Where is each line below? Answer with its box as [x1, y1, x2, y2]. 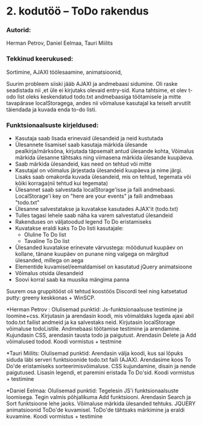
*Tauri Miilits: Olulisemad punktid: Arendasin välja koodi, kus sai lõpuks [6, 349, 183, 357]
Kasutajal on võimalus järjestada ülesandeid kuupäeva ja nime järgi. [14, 167, 183, 174]
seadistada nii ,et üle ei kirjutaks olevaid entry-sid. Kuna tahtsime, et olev [6, 86, 188, 94]
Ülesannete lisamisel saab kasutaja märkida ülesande [14, 141, 148, 149]
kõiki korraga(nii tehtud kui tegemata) [14, 180, 109, 187]
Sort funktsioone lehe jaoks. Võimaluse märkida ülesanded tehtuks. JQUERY [6, 400, 196, 407]
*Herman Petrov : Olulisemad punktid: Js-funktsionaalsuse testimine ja [6, 306, 183, 313]
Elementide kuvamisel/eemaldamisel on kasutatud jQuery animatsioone [14, 263, 192, 270]
